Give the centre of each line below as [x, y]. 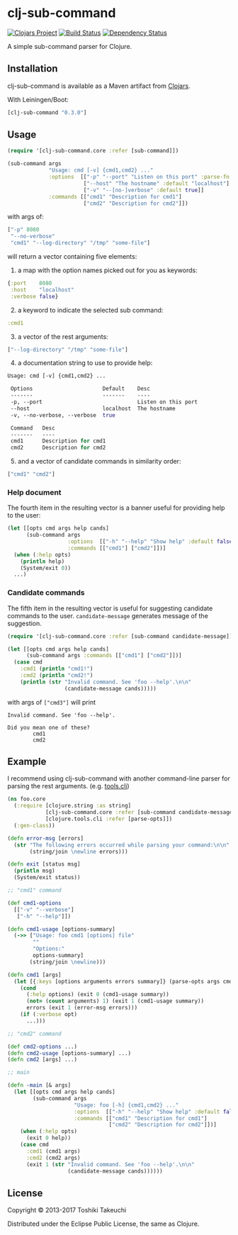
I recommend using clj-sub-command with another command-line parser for [119, 778]
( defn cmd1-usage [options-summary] [61, 929]
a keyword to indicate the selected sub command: [90, 310]
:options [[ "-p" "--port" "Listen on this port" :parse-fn [139, 177]
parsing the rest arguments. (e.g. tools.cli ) [68, 786]
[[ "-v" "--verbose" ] [44, 910]
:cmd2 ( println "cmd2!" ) [57, 676]
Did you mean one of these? [49, 727]
